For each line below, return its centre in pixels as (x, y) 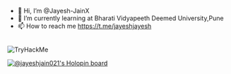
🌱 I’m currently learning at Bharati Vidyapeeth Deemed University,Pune (120, 18)
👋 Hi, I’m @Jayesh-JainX (53, 11)
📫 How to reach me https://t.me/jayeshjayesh (84, 26)
